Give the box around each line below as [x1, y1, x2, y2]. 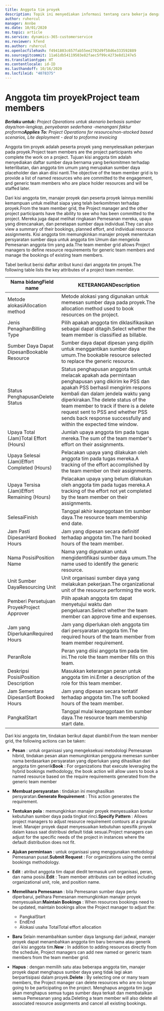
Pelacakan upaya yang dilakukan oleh [61, 449, 148, 456]
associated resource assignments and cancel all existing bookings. [12, 1000, 147, 1006]
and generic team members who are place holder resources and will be [5, 180, 149, 186]
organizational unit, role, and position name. [12, 879, 101, 885]
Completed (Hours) [7, 464, 52, 471]
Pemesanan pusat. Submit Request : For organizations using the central [12, 854, 156, 860]
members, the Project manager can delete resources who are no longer [12, 979, 156, 985]
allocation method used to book [61, 305, 134, 312]
